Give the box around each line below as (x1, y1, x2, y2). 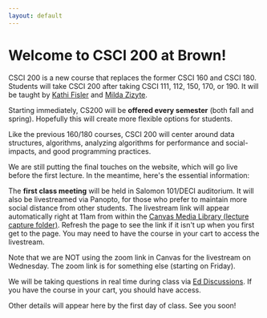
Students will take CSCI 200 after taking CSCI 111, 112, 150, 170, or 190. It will (8, 81, 259, 91)
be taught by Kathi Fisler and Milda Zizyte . (8, 90, 148, 99)
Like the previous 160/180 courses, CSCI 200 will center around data (8, 129, 235, 139)
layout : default (8, 11, 63, 20)
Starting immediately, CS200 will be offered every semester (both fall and (8, 105, 254, 115)
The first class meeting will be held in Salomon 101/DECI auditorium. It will (8, 186, 254, 195)
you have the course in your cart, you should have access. (8, 285, 202, 295)
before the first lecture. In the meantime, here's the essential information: (8, 170, 250, 180)
